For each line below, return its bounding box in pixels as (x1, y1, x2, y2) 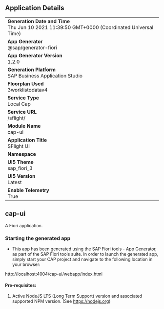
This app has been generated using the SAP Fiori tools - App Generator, (12, 246, 157, 252)
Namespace (7, 150, 37, 157)
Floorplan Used (7, 80, 44, 87)
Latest (7, 179, 22, 186)
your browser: (12, 261, 41, 267)
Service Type (7, 94, 39, 101)
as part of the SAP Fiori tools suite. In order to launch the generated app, (12, 251, 159, 257)
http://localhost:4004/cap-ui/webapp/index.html (5, 271, 102, 277)
